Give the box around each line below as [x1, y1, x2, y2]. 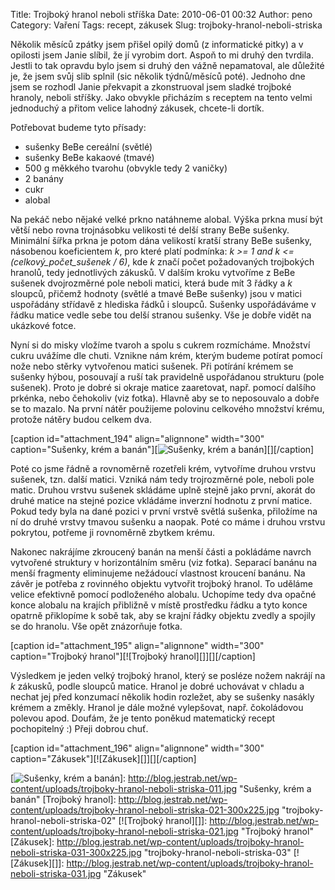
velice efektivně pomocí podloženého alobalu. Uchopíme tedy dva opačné [10, 589, 317, 600]
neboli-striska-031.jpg [10, 868, 102, 879]
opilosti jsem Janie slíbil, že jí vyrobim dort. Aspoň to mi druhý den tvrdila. [10, 49, 314, 61]
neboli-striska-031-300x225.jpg [10, 847, 142, 858]
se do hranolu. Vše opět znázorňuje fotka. [10, 620, 183, 632]
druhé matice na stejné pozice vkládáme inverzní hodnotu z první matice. [10, 495, 313, 506]
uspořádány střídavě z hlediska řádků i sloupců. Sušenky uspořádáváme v [10, 299, 317, 310]
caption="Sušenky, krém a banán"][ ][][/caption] [10, 444, 315, 455]
